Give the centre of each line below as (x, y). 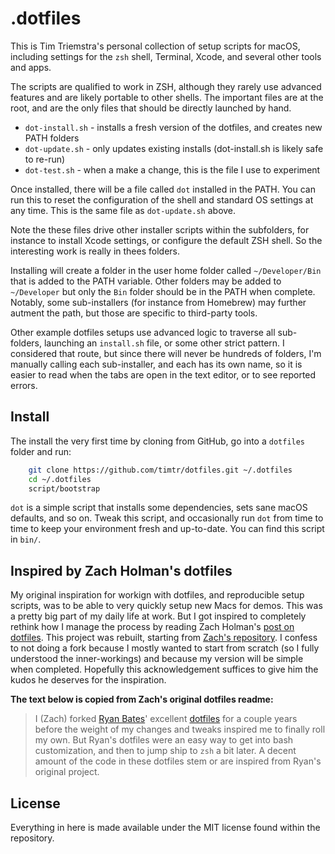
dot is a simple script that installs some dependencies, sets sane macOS (159, 508)
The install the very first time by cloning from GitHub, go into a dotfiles (158, 441)
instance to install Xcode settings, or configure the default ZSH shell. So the (166, 240)
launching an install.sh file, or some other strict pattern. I (164, 343)
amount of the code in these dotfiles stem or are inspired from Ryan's (178, 761)
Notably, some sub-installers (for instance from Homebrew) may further (158, 302)
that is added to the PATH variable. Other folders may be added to (146, 281)
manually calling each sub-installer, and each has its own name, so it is (156, 364)
